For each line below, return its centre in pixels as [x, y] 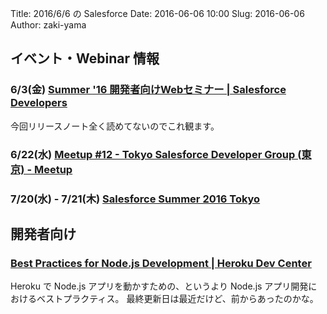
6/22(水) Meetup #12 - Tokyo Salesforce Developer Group [153, 154]
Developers [39, 103]
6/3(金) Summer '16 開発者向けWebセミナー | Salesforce [148, 90]
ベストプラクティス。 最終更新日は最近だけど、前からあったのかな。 [177, 299]
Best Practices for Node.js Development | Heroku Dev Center [161, 263]
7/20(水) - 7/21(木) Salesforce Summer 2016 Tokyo [135, 199]
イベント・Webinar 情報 [85, 58]
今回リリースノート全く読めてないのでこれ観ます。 [115, 126]
